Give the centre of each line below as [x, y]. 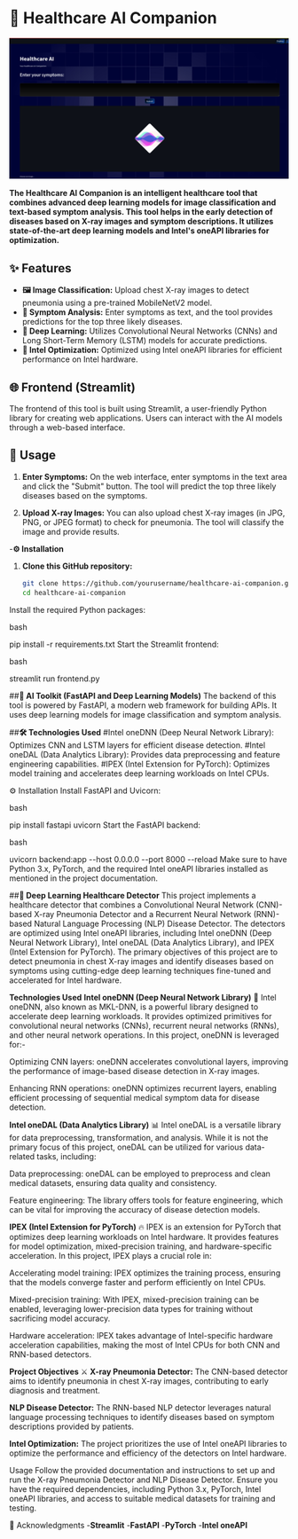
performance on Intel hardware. [80, 359]
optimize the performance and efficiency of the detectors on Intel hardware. [148, 1453]
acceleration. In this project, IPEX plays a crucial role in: [110, 1255]
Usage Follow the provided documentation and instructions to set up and [142, 1470]
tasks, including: [67, 1156]
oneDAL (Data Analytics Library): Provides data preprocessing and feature [145, 754]
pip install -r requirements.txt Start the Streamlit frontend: [114, 644]
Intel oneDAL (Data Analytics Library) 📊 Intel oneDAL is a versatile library [145, 1125]
